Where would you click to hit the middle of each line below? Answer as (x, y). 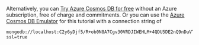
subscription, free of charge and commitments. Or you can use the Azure (95, 15)
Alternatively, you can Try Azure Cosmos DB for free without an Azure (92, 9)
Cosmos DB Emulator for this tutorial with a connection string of (84, 21)
